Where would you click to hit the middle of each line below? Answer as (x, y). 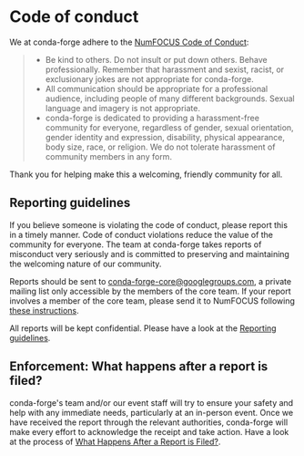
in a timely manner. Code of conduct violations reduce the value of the (142, 234)
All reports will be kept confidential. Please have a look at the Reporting (143, 328)
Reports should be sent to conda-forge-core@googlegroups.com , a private (151, 281)
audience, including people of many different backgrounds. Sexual (170, 98)
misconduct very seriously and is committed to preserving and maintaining (149, 254)
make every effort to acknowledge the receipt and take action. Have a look (149, 431)
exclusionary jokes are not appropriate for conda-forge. (149, 78)
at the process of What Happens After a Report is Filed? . (115, 441)
